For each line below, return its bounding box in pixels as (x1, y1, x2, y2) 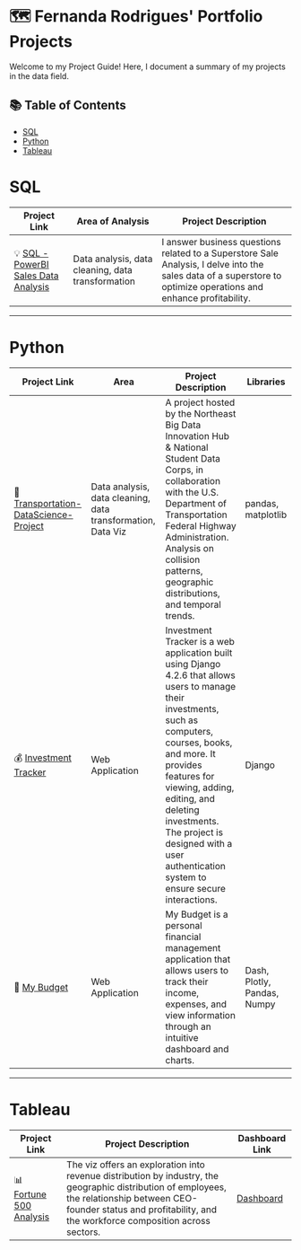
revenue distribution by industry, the (66, 1169, 219, 1182)
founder (66, 1203, 100, 1216)
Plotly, (245, 975, 271, 988)
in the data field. (9, 70, 70, 81)
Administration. (165, 531, 229, 543)
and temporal (165, 598, 221, 611)
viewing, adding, (165, 781, 235, 794)
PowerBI (13, 258, 49, 270)
